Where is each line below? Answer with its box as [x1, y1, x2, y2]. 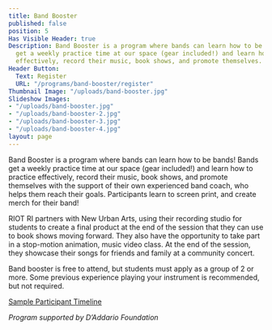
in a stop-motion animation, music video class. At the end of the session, [8, 239, 251, 249]
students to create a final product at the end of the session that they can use [8, 222, 264, 232]
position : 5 [8, 27, 49, 35]
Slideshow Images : [8, 95, 70, 103]
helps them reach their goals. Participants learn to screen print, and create [8, 189, 257, 199]
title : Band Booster [8, 11, 79, 20]
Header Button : [8, 65, 60, 73]
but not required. [8, 281, 65, 290]
